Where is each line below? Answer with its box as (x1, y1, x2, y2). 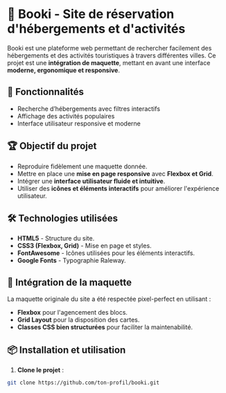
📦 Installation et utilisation (7, 344, 126, 356)
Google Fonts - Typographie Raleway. (17, 256, 126, 265)
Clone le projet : (17, 366, 64, 374)
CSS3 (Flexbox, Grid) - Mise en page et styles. (17, 242, 152, 250)
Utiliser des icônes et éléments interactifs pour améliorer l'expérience (17, 184, 220, 193)
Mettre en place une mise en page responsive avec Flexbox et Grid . (17, 169, 214, 177)
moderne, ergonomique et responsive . (7, 66, 120, 74)
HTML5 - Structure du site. (17, 234, 95, 243)
